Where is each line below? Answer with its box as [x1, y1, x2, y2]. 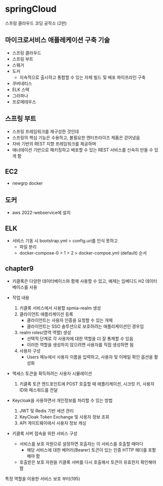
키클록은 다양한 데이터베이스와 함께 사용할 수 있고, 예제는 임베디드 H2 [12, 278, 144, 284]
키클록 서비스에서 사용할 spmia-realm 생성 [19, 305, 101, 311]
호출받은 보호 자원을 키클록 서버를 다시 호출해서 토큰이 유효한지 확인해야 [19, 459, 157, 465]
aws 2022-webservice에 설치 [12, 209, 71, 216]
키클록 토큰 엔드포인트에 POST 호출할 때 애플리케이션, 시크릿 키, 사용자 [19, 381, 155, 387]
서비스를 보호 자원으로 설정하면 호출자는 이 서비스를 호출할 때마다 [19, 440, 143, 446]
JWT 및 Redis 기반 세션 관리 [19, 408, 74, 414]
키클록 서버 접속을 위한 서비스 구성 [12, 430, 78, 436]
